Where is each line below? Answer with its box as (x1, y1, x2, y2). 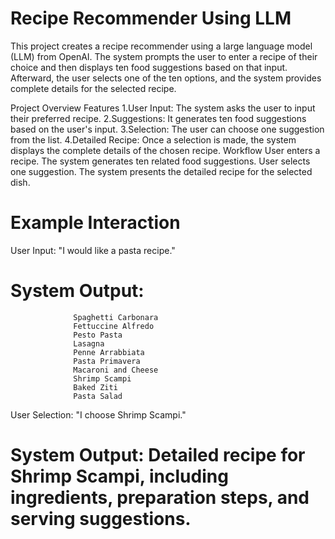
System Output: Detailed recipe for (10, 444, 306, 466)
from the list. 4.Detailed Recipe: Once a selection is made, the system (10, 133, 297, 146)
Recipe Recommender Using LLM (10, 7, 292, 30)
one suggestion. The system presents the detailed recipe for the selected (10, 165, 313, 177)
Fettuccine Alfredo (73, 321, 155, 331)
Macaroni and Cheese (73, 365, 159, 375)
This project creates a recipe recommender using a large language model (10, 40, 313, 52)
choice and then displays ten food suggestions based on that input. (10, 61, 288, 73)
